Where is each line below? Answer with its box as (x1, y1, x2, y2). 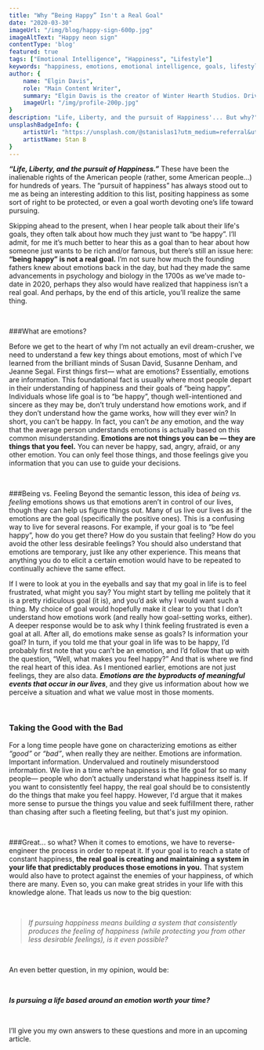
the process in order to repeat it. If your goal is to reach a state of (39, 845, 250, 855)
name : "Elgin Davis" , (23, 77, 93, 85)
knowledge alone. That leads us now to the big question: (9, 888, 192, 897)
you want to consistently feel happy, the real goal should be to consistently (9, 782, 251, 791)
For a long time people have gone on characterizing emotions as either (9, 740, 237, 749)
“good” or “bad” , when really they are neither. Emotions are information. (9, 749, 242, 758)
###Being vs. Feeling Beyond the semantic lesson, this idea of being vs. (9, 489, 241, 498)
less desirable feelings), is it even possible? (27, 935, 168, 944)
